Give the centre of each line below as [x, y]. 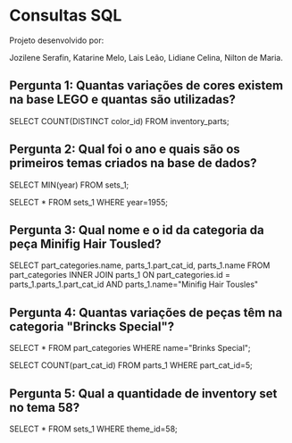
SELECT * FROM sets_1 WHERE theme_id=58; [94, 429]
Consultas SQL [66, 16]
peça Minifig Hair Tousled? [86, 243]
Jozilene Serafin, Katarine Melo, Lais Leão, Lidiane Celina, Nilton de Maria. [146, 57]
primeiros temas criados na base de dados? [133, 163]
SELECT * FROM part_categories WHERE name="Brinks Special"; [130, 348]
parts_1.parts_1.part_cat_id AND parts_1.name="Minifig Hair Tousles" [134, 284]
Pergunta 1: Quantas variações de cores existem [146, 86]
